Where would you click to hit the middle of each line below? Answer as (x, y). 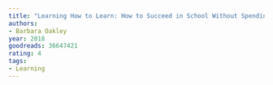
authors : (23, 23)
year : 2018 (27, 38)
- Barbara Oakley (38, 31)
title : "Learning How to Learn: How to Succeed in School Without (123, 16)
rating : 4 (25, 53)
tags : (17, 62)
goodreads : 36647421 (43, 46)
